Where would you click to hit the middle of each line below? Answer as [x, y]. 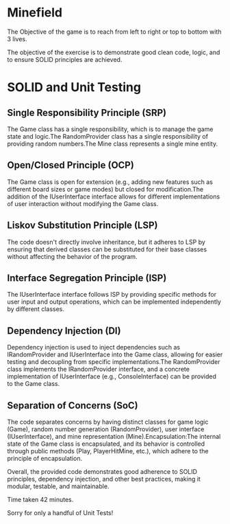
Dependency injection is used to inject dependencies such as [93, 348]
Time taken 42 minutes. [40, 500]
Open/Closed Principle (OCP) [71, 165]
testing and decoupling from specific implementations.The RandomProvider [114, 362]
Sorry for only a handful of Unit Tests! [60, 513]
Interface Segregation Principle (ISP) [87, 278]
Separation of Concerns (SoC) [73, 406]
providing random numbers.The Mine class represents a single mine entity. [112, 144]
